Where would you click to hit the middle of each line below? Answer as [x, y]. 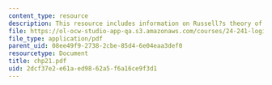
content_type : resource [49, 16]
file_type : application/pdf [56, 38]
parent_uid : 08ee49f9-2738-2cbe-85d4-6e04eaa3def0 [96, 46]
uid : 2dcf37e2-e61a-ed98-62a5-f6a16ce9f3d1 [83, 69]
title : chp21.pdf [38, 62]
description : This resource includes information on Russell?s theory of [136, 23]
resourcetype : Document [49, 53]
